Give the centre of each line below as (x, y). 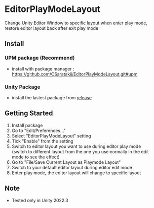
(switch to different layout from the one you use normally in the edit (80, 151)
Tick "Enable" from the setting (42, 141)
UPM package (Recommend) (40, 58)
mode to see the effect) (36, 157)
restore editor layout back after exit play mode (52, 28)
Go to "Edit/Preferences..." (39, 131)
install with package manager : (43, 69)
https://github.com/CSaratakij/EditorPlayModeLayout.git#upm (75, 74)
